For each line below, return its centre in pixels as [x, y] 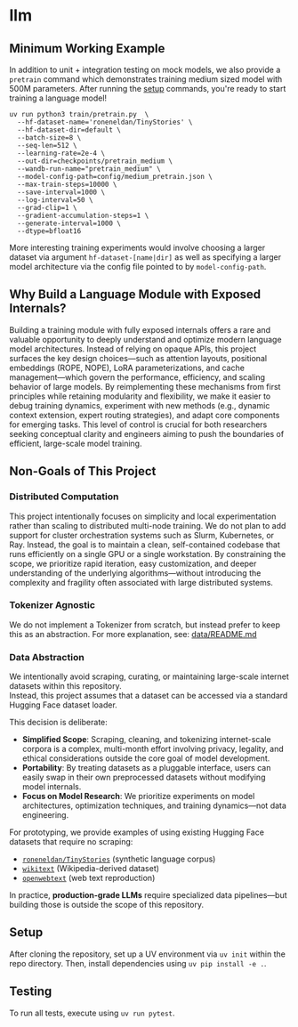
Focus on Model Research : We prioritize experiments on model [138, 797]
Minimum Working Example [87, 49]
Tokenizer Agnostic [52, 605]
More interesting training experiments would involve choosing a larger [137, 247]
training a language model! [58, 98]
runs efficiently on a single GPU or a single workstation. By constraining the [148, 554]
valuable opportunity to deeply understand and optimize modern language [145, 339]
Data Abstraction [47, 657]
